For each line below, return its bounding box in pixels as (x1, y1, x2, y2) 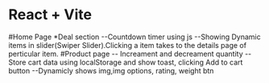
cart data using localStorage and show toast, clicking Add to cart (27, 57, 243, 67)
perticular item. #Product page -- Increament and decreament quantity (8, 49, 243, 58)
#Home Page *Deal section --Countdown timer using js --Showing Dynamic (8, 32, 261, 41)
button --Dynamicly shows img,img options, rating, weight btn (8, 65, 214, 75)
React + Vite (8, 6, 93, 24)
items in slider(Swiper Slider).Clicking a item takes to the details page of (8, 40, 247, 49)
